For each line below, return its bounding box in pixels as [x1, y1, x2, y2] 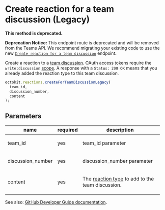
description [106, 127, 134, 134]
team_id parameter [82, 140, 126, 146]
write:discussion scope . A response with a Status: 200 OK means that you [5, 65, 158, 71]
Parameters [5, 112, 42, 120]
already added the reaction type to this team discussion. [5, 70, 119, 76]
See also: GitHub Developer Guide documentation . [5, 199, 107, 205]
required [57, 127, 78, 134]
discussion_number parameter [82, 158, 153, 165]
